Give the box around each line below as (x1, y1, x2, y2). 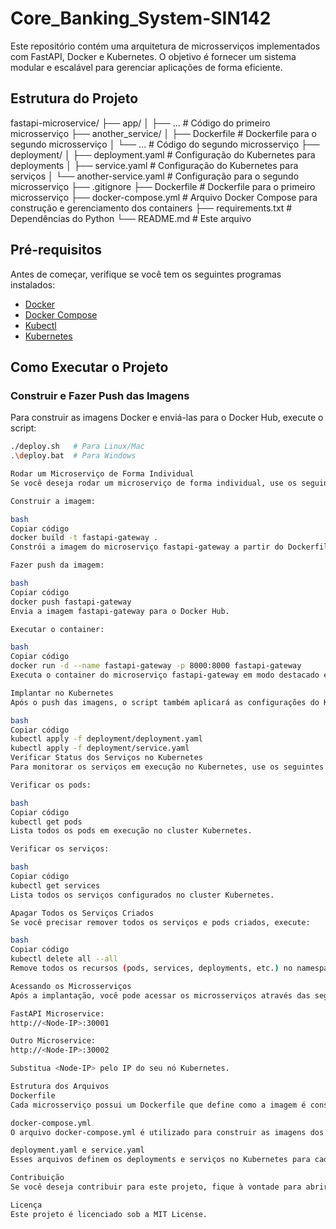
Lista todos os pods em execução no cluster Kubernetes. (10, 826, 253, 836)
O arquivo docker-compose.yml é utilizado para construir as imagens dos (10, 1127, 325, 1137)
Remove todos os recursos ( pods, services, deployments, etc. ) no (10, 963, 293, 973)
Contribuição (10, 1173, 65, 1183)
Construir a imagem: (10, 496, 97, 506)
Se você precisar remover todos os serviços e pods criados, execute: (10, 917, 311, 927)
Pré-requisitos (10, 242, 103, 259)
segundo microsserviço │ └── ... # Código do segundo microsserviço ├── (10, 138, 320, 150)
